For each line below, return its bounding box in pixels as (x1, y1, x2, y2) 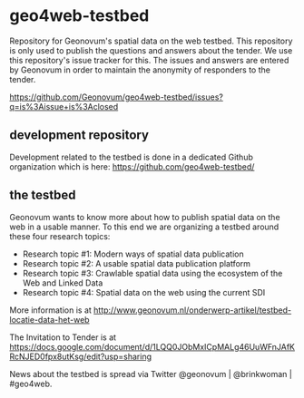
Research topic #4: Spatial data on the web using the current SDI (22, 286, 266, 297)
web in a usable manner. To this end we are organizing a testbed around (9, 221, 279, 232)
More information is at (9, 305, 93, 315)
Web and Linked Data (22, 277, 103, 288)
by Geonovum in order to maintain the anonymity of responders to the (9, 64, 270, 75)
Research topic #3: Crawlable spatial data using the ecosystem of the (22, 267, 283, 278)
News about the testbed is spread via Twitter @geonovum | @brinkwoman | (9, 368, 292, 379)
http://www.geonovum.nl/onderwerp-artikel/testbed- (93, 305, 292, 315)
